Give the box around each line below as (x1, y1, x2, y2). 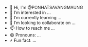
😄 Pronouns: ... (9, 32, 41, 38)
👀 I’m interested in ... (9, 10, 51, 15)
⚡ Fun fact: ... (9, 37, 36, 43)
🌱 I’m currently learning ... (9, 15, 62, 20)
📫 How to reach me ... (9, 25, 55, 31)
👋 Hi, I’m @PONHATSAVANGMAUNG (9, 5, 84, 10)
